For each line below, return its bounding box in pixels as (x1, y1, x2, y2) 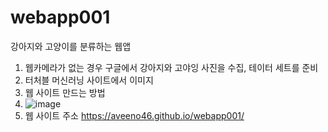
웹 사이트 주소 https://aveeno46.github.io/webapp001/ (24, 109, 245, 121)
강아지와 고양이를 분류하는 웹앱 (10, 40, 132, 52)
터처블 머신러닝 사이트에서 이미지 (24, 74, 154, 86)
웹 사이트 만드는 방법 (24, 86, 106, 98)
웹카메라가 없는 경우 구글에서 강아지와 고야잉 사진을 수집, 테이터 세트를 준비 (24, 61, 319, 73)
